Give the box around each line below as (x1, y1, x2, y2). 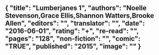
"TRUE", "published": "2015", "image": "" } (5, 42, 141, 51)
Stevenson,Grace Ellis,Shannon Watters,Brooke (5, 12, 155, 20)
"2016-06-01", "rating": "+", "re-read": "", (5, 27, 139, 35)
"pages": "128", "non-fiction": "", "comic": (5, 34, 141, 43)
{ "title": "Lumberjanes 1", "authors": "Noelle (5, 4, 147, 12)
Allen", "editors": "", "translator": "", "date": (5, 19, 145, 27)
